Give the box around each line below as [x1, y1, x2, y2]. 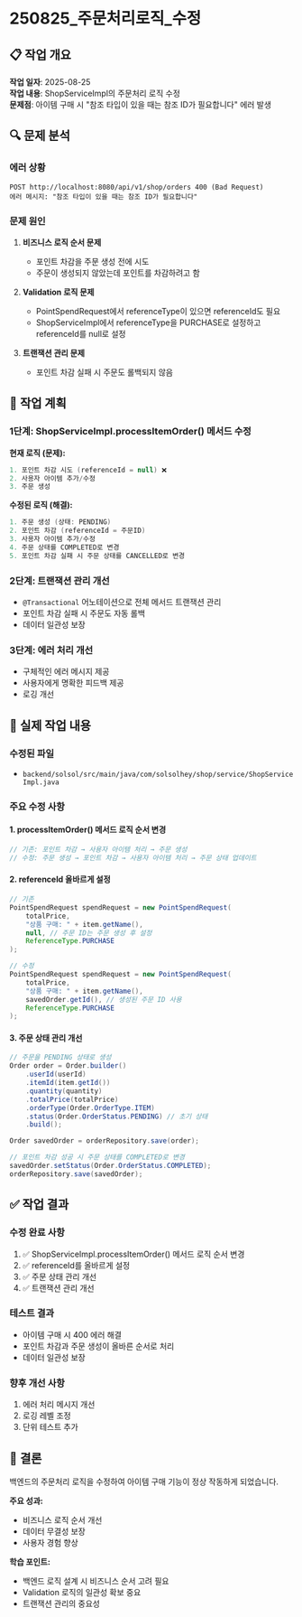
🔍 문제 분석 [9, 128, 70, 144]
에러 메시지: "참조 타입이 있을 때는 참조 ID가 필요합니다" [9, 192, 198, 201]
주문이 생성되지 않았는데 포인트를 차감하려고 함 [35, 267, 200, 278]
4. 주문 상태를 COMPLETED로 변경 [9, 543, 120, 552]
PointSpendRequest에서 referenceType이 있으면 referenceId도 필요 [35, 305, 281, 316]
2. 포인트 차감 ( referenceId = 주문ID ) [9, 526, 146, 536]
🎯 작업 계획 [9, 396, 68, 411]
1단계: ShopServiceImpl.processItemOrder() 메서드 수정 [9, 425, 252, 438]
